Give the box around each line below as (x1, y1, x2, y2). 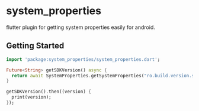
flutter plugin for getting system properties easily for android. (6, 24, 155, 31)
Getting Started (6, 41, 65, 51)
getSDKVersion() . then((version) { (6, 89, 92, 95)
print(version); (11, 94, 52, 100)
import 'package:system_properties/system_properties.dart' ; (6, 56, 161, 63)
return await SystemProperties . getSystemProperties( (11, 73, 145, 79)
